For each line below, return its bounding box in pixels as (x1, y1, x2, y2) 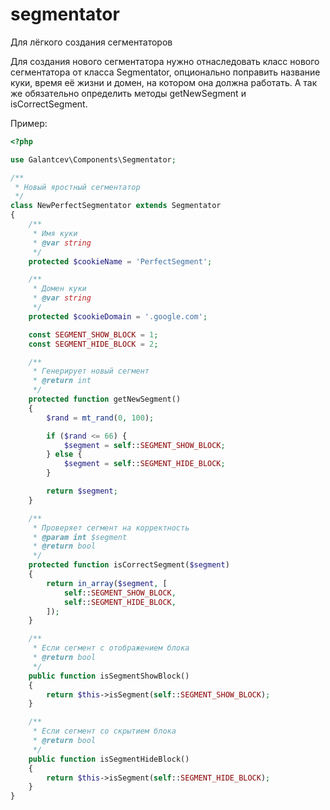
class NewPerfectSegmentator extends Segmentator (10, 201, 222, 211)
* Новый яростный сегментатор (14, 182, 141, 192)
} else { (46, 449, 83, 460)
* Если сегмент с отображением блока (32, 643, 190, 653)
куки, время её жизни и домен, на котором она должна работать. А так (10, 76, 318, 88)
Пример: (10, 117, 48, 129)
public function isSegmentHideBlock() (28, 754, 190, 764)
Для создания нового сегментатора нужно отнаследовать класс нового (10, 55, 320, 67)
